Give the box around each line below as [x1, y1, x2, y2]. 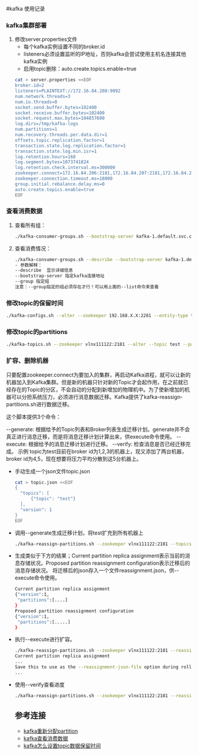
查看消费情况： [14, 245, 51, 252]
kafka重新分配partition [23, 727, 78, 734]
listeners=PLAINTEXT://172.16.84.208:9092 [14, 88, 121, 94]
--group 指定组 [14, 279, 49, 285]
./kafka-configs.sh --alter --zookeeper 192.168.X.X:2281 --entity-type [6, 313, 189, 319]
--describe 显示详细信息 [14, 268, 74, 273]
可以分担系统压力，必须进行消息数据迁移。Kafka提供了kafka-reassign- [11, 393, 183, 400]
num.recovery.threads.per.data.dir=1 [14, 132, 108, 138]
